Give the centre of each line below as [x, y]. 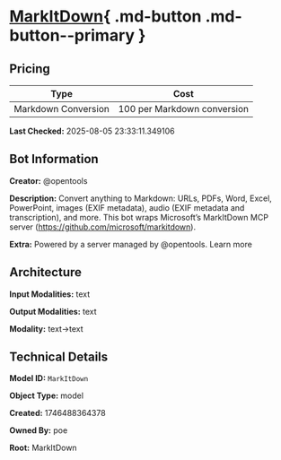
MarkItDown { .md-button [105, 17]
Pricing [30, 69]
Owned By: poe [39, 430]
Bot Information [54, 159]
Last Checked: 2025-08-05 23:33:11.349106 [92, 131]
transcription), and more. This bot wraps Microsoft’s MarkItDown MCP [139, 217]
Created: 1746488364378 [57, 413]
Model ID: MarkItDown [49, 378]
